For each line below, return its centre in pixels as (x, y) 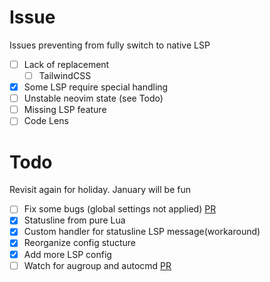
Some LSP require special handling (96, 87)
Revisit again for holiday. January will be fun (100, 190)
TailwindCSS (65, 75)
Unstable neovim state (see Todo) (93, 98)
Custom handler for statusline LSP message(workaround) (142, 232)
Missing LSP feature (65, 110)
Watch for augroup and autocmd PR (97, 265)
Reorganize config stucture (79, 243)
